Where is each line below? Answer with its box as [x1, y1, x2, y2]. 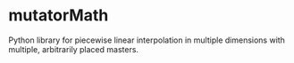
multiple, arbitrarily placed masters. [8, 43, 139, 54]
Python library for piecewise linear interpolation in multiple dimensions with [8, 35, 285, 45]
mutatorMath [8, 5, 109, 26]
